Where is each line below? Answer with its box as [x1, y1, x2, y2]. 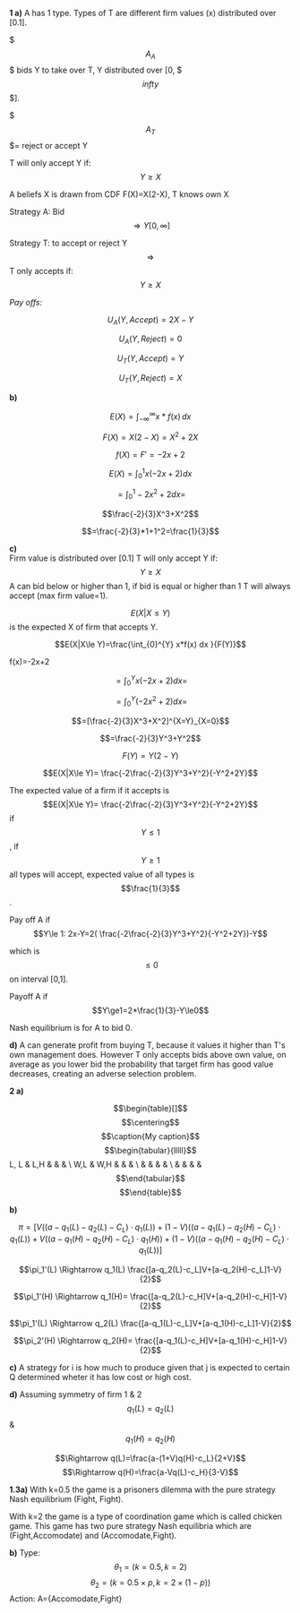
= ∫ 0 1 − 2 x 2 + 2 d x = [117, 487, 186, 502]
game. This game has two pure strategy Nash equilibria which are [9, 1520, 253, 1531]
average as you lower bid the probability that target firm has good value [9, 1059, 274, 1069]
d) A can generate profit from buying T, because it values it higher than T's [9, 1039, 286, 1051]
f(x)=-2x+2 [9, 656, 50, 666]
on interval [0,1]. [9, 974, 69, 984]
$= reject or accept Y [9, 140, 88, 150]
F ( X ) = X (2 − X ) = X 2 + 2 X [102, 430, 199, 442]
